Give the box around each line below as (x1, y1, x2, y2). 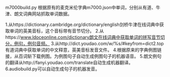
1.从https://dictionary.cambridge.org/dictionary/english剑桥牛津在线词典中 (5, 22, 160, 27)
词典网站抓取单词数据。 (22, 11, 72, 17)
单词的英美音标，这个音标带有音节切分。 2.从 (9, 28, 104, 34)
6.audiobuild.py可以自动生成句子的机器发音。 (5, 66, 100, 72)
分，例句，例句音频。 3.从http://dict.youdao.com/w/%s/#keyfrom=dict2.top (5, 41, 164, 47)
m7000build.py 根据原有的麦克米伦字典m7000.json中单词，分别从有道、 (5, 5, 156, 10)
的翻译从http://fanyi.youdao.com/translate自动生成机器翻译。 (5, 60, 133, 65)
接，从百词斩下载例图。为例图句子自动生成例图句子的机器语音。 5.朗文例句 (5, 53, 161, 59)
